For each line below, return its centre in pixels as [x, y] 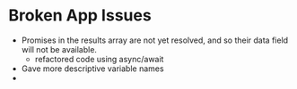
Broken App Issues [80, 16]
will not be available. [59, 49]
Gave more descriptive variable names [92, 69]
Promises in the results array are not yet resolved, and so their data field [155, 40]
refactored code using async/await [99, 59]
